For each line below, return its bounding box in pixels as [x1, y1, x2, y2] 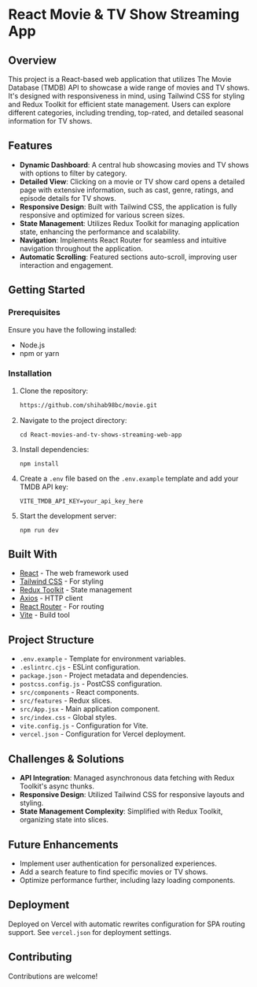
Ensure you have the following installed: [8, 325, 138, 334]
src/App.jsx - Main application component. [19, 704, 160, 714]
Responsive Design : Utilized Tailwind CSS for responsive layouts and [19, 790, 245, 800]
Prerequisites [8, 307, 61, 318]
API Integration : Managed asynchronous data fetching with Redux [19, 774, 235, 783]
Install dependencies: [19, 444, 90, 454]
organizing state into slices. [19, 815, 108, 825]
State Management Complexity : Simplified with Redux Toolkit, [19, 807, 223, 816]
